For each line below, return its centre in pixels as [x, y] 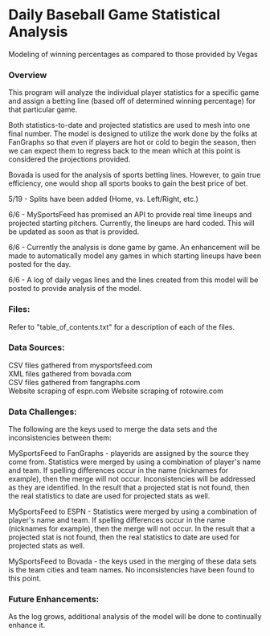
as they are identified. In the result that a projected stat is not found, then [129, 487]
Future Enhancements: [54, 599]
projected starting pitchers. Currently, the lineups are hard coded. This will [131, 224]
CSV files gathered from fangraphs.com [74, 382]
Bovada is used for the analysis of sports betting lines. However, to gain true [135, 175]
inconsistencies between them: [60, 438]
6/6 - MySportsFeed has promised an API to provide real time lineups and [130, 215]
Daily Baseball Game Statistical [115, 15]
